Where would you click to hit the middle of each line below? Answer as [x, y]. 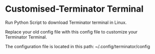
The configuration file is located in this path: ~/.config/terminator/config [78, 46]
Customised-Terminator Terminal [74, 9]
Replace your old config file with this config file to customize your [71, 32]
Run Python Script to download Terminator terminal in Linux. [66, 22]
